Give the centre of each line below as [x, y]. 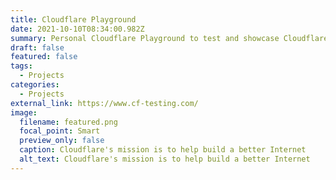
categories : [35, 85]
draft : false [37, 47]
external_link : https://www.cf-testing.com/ [104, 103]
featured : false [44, 57]
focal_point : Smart [60, 131]
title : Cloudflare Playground [73, 19]
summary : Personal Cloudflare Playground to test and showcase [145, 38]
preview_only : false [62, 141]
